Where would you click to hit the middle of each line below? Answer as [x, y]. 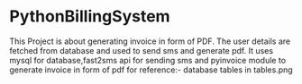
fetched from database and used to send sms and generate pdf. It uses [141, 50]
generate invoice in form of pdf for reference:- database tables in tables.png [151, 70]
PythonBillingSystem [90, 17]
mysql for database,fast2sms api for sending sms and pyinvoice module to [148, 60]
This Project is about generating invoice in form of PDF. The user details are [150, 41]
